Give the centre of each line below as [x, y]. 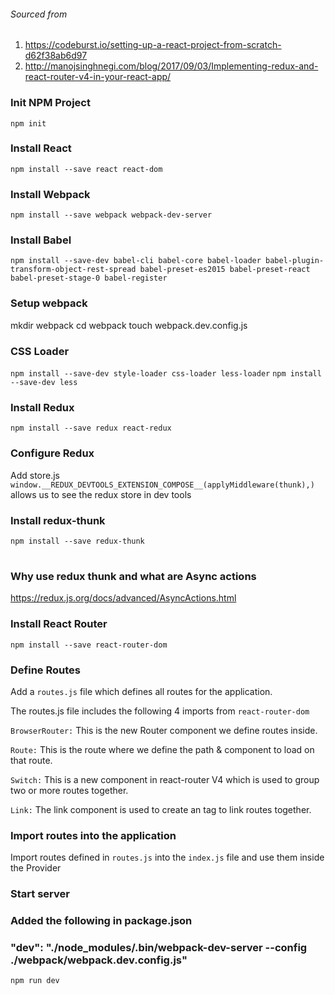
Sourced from [39, 14]
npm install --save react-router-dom [89, 645]
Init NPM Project [50, 103]
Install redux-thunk [58, 520]
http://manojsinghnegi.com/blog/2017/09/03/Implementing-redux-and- [171, 66]
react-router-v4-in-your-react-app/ [98, 77]
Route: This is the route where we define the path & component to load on [162, 750]
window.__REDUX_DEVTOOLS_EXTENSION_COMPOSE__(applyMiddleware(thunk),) [162, 485]
